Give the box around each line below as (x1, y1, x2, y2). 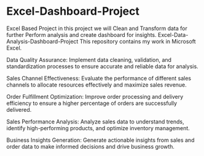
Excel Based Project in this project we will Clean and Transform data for (6, 25, 187, 32)
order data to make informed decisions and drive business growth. (6, 142, 175, 150)
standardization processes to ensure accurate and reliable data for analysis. (6, 63, 198, 70)
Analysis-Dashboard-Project (6, 37, 79, 45)
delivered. (6, 106, 32, 113)
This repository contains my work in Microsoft (79, 37, 196, 45)
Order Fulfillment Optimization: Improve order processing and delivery (6, 93, 184, 100)
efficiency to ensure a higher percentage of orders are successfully (6, 99, 177, 107)
